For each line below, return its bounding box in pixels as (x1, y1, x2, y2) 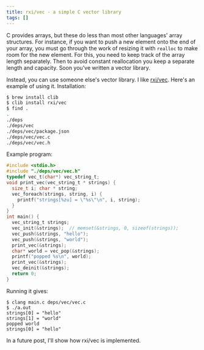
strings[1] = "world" (6, 315, 62, 321)
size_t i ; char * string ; (12, 185, 78, 192)
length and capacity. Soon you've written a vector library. (6, 64, 151, 71)
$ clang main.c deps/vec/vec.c (6, 299, 86, 305)
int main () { (6, 214, 40, 220)
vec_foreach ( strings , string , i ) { (12, 191, 103, 197)
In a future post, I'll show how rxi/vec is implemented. (6, 337, 141, 344)
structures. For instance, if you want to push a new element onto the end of (6, 38, 196, 45)
